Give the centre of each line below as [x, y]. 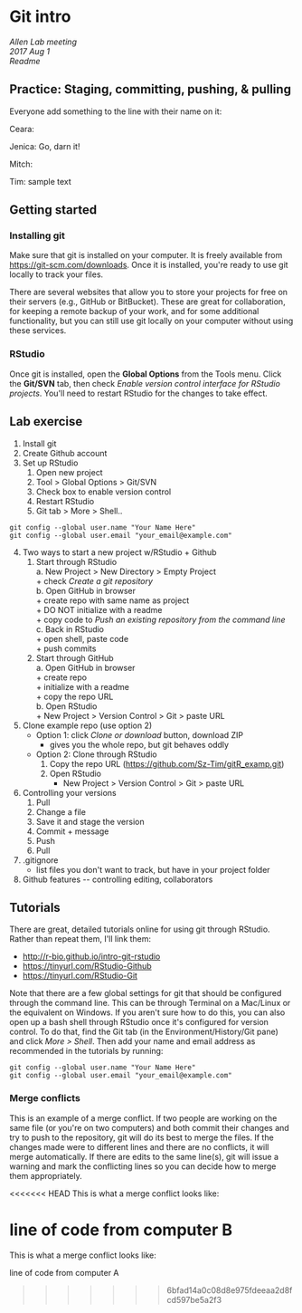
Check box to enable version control [104, 492]
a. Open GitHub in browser [85, 667]
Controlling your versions [70, 792]
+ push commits [66, 648]
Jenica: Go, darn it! [45, 146]
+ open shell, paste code [82, 638]
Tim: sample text [41, 181]
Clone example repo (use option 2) [87, 725]
